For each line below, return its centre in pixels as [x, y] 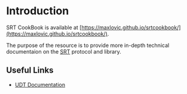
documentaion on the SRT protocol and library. [64, 51]
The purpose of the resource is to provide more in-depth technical [88, 45]
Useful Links [30, 70]
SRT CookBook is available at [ [44, 27]
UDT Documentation [40, 84]
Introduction [38, 11]
